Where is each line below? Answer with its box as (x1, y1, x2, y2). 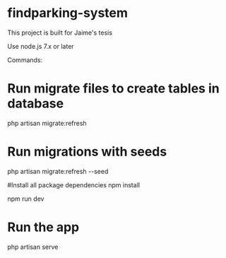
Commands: (7, 55, 43, 64)
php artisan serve (7, 242, 59, 251)
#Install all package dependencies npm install (7, 180, 140, 189)
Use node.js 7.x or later (7, 42, 74, 50)
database (7, 95, 64, 112)
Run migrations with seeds (7, 143, 167, 160)
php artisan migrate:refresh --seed (7, 167, 109, 175)
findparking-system (7, 5, 129, 21)
